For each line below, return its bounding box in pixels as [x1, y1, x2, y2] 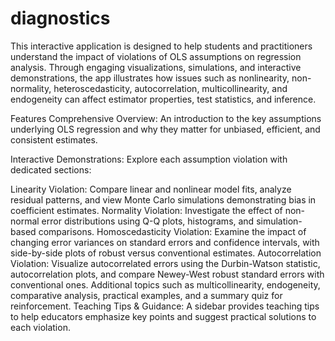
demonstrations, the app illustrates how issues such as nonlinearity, [10, 72, 290, 84]
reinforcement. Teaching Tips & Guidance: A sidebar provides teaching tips [10, 300, 320, 312]
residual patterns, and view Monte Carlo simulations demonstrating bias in [10, 193, 317, 206]
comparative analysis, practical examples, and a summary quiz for [10, 289, 283, 301]
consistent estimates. [10, 133, 98, 146]
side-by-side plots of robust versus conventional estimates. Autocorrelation [10, 247, 322, 259]
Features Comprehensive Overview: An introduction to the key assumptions [10, 112, 322, 124]
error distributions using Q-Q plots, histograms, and [41, 215, 255, 227]
